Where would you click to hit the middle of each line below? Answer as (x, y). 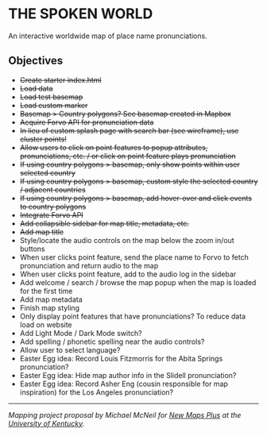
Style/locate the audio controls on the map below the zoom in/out (127, 240)
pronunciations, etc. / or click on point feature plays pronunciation (128, 156)
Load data (36, 88)
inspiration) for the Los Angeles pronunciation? (97, 392)
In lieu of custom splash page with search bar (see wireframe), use (129, 130)
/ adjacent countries (52, 189)
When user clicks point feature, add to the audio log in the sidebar (128, 274)
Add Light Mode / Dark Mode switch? (81, 333)
